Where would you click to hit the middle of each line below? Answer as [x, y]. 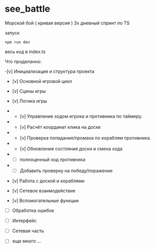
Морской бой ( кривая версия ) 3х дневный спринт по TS [67, 23]
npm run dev [17, 42]
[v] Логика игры [30, 101]
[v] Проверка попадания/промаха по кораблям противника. [85, 137]
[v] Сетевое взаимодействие [44, 191]
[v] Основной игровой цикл [42, 81]
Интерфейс [24, 221]
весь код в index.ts [25, 51]
